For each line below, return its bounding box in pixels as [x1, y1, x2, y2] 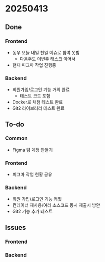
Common [5, 135, 28, 142]
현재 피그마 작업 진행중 [12, 62, 56, 68]
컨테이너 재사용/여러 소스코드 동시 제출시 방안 [12, 202, 101, 208]
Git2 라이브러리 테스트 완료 [12, 105, 65, 111]
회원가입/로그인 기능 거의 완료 [12, 87, 70, 92]
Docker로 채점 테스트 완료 [12, 99, 63, 105]
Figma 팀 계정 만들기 [12, 147, 53, 153]
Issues [5, 223, 26, 232]
